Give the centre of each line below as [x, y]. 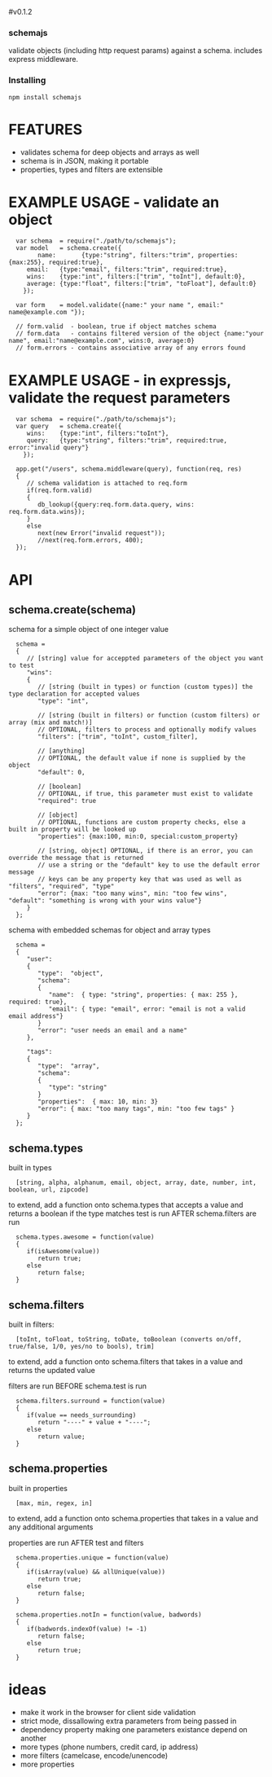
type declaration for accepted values [74, 694]
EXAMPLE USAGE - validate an [114, 202]
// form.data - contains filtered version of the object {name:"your [140, 334]
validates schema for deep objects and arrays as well [110, 152]
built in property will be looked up [72, 830]
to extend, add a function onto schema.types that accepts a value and [126, 1205]
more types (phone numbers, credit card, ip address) [109, 1747]
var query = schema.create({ [69, 427]
